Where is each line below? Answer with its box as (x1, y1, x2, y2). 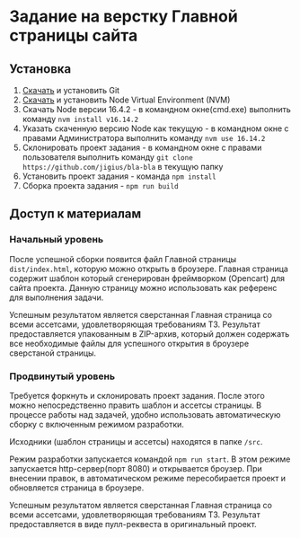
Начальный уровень (9, 234, 104, 246)
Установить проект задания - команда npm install (22, 171, 217, 181)
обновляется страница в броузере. (9, 482, 145, 493)
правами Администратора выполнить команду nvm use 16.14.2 (22, 133, 266, 143)
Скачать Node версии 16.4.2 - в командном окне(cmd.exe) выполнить (22, 104, 292, 114)
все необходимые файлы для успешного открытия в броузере (9, 338, 250, 348)
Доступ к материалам (9, 207, 142, 222)
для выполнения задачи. (9, 292, 104, 303)
